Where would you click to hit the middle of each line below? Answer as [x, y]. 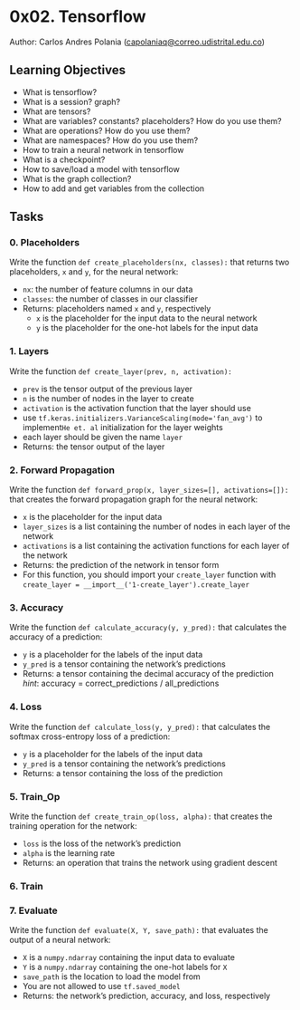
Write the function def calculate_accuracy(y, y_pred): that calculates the [148, 628]
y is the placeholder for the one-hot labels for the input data [147, 328]
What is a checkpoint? [64, 159]
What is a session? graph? [71, 101]
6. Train [26, 886]
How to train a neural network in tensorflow [103, 149]
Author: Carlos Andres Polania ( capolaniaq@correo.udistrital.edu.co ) [137, 42]
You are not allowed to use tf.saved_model [101, 986]
